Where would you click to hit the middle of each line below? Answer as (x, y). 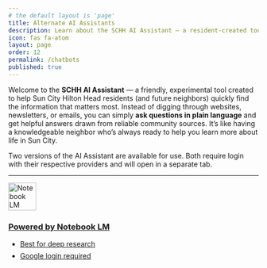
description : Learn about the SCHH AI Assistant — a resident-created (128, 30)
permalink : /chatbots (44, 60)
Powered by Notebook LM (59, 227)
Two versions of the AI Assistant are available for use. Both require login (126, 155)
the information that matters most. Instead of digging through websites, (125, 106)
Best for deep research (57, 244)
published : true (35, 67)
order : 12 (25, 52)
